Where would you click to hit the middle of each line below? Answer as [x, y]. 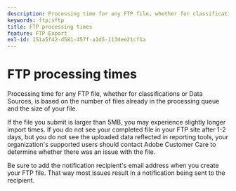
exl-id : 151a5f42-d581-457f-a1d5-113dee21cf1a [77, 40]
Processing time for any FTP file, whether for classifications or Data [105, 94]
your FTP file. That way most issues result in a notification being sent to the [117, 173]
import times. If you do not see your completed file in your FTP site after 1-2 [117, 129]
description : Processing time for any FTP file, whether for [99, 14]
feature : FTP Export [38, 33]
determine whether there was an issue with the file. [81, 152]
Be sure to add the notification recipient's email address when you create [113, 166]
